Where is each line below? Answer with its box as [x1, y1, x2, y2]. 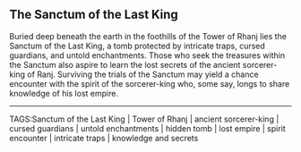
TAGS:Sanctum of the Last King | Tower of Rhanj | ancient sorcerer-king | [9, 114, 279, 124]
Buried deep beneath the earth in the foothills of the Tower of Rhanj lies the [9, 30, 287, 41]
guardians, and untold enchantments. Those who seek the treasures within [9, 49, 285, 61]
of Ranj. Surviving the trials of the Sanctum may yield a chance [26, 69, 259, 80]
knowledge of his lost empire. [9, 88, 119, 98]
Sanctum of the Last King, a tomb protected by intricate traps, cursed [9, 40, 266, 51]
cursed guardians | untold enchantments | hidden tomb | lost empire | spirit [9, 122, 287, 133]
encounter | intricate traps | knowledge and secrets [9, 132, 199, 143]
